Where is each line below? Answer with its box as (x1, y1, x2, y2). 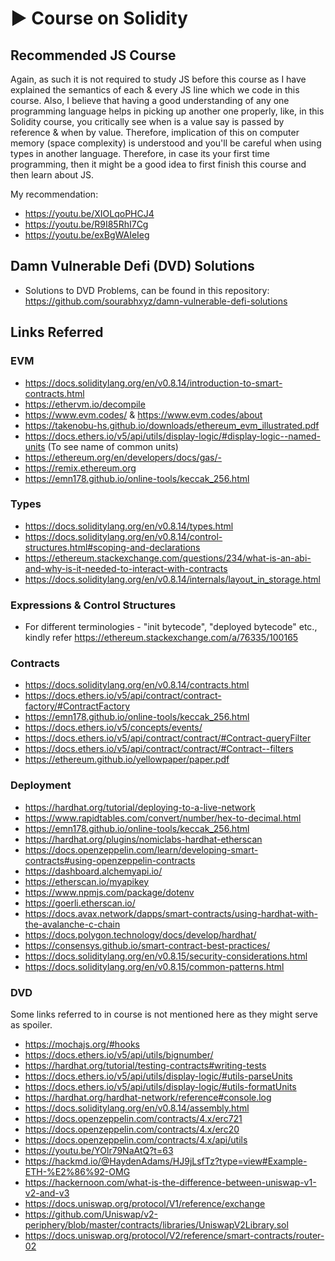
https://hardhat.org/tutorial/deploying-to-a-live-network (24, 801, 256, 813)
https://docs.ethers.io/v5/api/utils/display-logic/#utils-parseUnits (24, 1070, 293, 1082)
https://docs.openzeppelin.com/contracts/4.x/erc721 (24, 1112, 243, 1124)
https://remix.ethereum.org (24, 462, 137, 474)
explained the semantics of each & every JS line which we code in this (10, 84, 300, 96)
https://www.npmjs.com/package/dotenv (24, 886, 195, 898)
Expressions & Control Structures (10, 598, 177, 612)
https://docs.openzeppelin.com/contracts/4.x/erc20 (24, 1123, 240, 1135)
